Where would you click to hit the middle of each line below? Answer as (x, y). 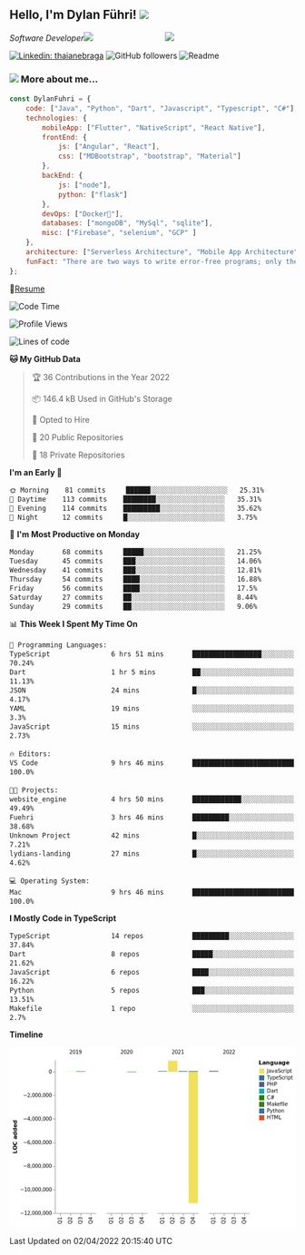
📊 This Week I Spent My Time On (74, 623)
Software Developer (47, 38)
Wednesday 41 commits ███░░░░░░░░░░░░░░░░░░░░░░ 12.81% (135, 570)
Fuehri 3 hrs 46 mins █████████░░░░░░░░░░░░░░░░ (152, 817)
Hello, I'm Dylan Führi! (73, 15)
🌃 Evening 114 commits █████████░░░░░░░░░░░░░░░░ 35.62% (135, 508)
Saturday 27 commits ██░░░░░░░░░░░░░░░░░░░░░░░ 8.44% (133, 597)
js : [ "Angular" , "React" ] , (109, 147)
